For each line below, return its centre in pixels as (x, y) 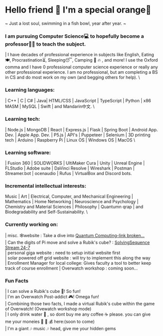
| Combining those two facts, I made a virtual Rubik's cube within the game (80, 304)
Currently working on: (32, 224)
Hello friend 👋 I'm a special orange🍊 (78, 10)
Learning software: (28, 152)
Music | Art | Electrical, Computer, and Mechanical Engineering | (69, 196)
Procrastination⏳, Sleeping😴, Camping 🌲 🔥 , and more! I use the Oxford (85, 60)
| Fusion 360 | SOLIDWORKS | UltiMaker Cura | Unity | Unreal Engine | (75, 163)
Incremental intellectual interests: (46, 186)
